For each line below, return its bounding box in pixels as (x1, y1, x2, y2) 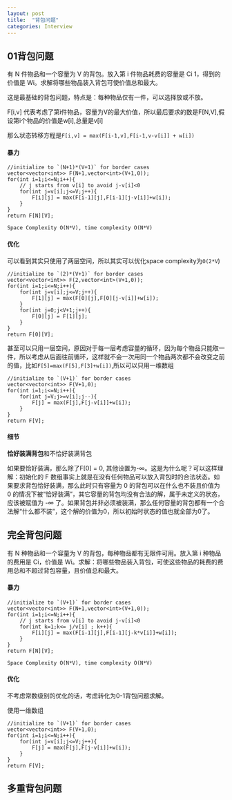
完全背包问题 (7, 529, 62, 541)
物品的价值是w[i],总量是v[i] (26, 117, 104, 125)
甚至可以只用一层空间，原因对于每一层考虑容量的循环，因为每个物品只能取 (7, 343, 219, 352)
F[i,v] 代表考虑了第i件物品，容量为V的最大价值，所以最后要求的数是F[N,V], (7, 108, 219, 116)
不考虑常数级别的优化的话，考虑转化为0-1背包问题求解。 (7, 692, 168, 700)
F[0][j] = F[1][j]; (32, 312, 88, 320)
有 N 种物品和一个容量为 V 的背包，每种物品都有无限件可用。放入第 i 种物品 (7, 549, 222, 557)
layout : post (7, 10, 45, 17)
